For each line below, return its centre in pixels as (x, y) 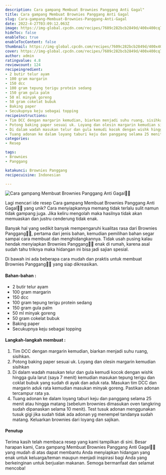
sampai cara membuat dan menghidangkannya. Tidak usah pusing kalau (79, 239)
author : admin (20, 56)
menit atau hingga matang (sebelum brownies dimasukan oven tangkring (86, 404)
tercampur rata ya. (31, 393)
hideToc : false (21, 33)
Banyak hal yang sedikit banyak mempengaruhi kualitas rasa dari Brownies (81, 228)
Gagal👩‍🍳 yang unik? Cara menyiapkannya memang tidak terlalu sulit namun (82, 208)
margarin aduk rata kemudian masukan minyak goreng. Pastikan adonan (86, 388)
